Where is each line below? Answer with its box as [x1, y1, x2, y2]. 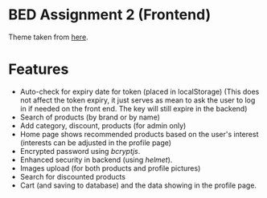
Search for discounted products [19, 172, 126, 181]
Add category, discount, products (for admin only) [19, 120, 187, 130]
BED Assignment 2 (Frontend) [8, 6, 212, 24]
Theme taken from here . [8, 32, 88, 42]
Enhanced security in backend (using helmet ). [19, 155, 173, 164]
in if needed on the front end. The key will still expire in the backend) [19, 103, 248, 113]
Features [8, 60, 69, 79]
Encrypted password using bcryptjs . [19, 146, 141, 156]
